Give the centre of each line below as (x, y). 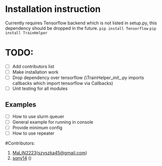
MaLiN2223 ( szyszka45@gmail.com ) (50, 153)
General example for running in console (53, 122)
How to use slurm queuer (38, 116)
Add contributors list (33, 66)
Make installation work (35, 72)
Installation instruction (53, 9)
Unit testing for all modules (40, 88)
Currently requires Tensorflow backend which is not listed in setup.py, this (81, 23)
